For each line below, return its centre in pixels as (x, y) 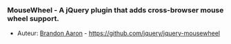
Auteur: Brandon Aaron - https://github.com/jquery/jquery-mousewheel (119, 33)
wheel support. (33, 18)
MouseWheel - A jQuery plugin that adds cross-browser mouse (115, 10)
